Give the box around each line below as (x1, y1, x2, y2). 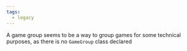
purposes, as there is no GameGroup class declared (6, 38, 132, 45)
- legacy (12, 15, 34, 21)
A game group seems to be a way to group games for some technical (6, 31, 181, 38)
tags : (6, 8, 20, 15)
